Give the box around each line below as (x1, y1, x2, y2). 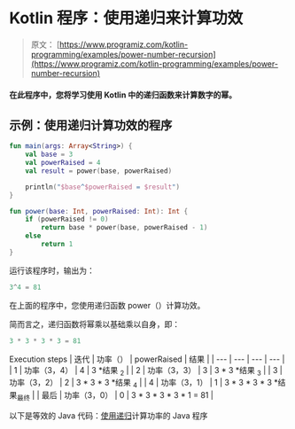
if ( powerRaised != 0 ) (25, 214, 109, 224)
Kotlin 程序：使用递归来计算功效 (9, 8, 244, 28)
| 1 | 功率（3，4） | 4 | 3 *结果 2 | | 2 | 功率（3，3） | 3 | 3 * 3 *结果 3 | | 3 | (9, 364, 283, 378)
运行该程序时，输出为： (9, 265, 95, 276)
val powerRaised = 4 (25, 159, 101, 168)
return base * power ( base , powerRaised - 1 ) (41, 223, 208, 232)
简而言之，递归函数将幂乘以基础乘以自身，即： (9, 318, 180, 329)
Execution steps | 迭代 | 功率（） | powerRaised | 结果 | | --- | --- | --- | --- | (9, 354, 285, 364)
